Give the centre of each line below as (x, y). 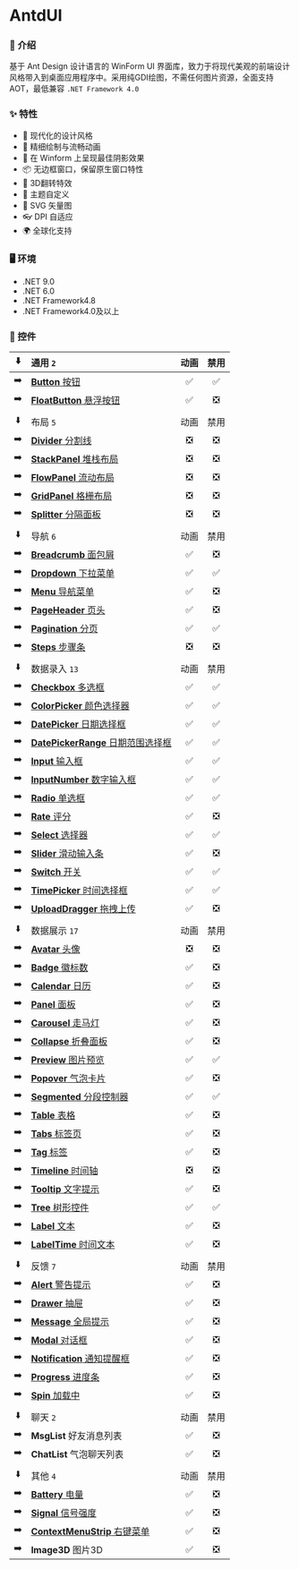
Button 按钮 (56, 381)
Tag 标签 (49, 1152)
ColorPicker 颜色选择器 (80, 705)
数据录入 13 (55, 669)
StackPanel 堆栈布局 (75, 459)
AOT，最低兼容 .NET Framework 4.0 (74, 89)
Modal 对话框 (59, 1340)
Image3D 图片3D (67, 1549)
